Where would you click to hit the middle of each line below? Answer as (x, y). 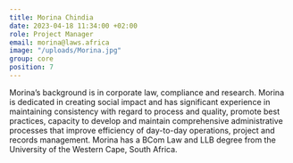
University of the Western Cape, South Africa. (93, 149)
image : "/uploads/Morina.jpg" (66, 51)
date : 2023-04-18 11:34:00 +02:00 (74, 26)
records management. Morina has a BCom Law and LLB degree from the (143, 140)
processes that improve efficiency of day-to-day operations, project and (142, 130)
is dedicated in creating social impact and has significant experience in (140, 102)
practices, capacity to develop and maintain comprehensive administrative (146, 120)
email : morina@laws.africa (59, 42)
